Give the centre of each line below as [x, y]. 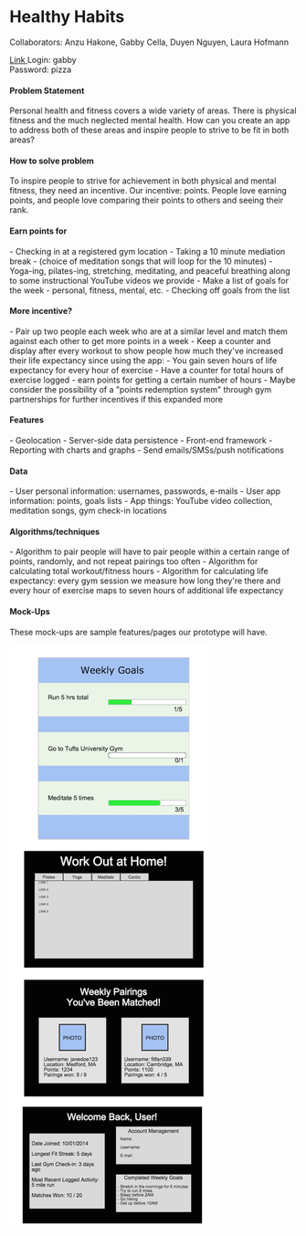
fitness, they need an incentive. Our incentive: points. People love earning [148, 191]
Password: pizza [41, 69]
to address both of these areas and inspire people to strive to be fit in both [149, 131]
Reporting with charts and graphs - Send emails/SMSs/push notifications [147, 450]
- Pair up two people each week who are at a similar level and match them [148, 331]
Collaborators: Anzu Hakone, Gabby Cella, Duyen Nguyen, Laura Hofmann [149, 42]
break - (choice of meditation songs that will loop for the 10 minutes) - [141, 261]
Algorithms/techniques [55, 531]
